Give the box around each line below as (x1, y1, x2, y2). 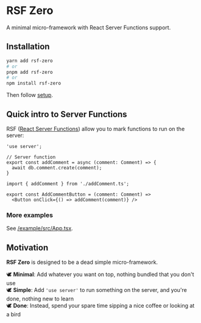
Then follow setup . (6, 91, 54, 99)
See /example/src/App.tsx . (6, 225, 73, 232)
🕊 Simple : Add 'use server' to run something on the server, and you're (6, 286, 188, 294)
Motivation (6, 242, 49, 253)
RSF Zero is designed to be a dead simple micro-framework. (6, 258, 158, 266)
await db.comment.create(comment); (12, 165, 102, 171)
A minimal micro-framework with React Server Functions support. (6, 24, 171, 31)
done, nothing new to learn (6, 295, 74, 302)
